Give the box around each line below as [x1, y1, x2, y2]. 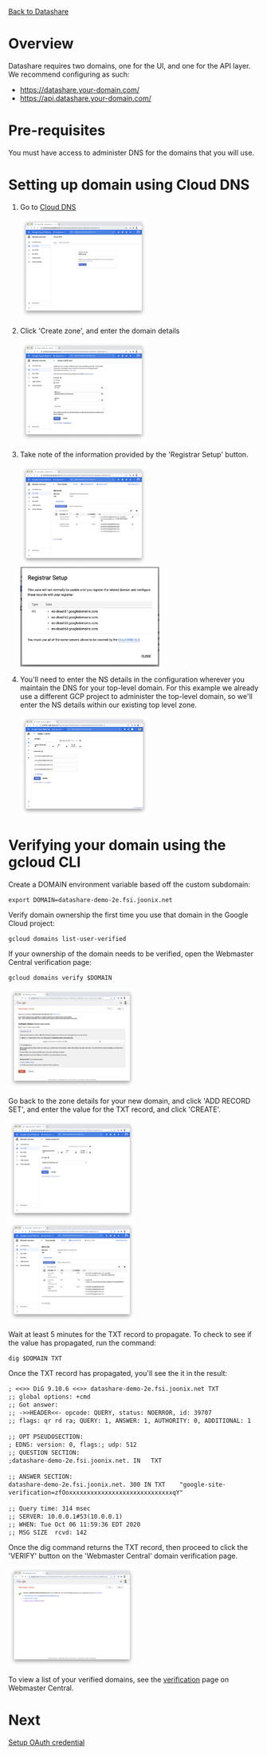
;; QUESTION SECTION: [8, 1449, 80, 1457]
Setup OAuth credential [8, 1737, 85, 1747]
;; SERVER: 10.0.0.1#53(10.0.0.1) [8, 1512, 124, 1520]
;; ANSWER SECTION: [8, 1472, 73, 1480]
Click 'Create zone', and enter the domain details [19, 326, 180, 335]
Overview [8, 35, 74, 53]
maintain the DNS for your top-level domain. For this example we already [19, 682, 259, 693]
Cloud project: [8, 918, 55, 928]
